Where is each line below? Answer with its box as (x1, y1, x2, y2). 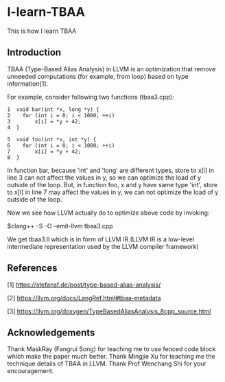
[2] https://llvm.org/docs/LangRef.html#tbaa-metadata (7, 294, 161, 302)
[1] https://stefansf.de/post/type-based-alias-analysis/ (7, 280, 161, 289)
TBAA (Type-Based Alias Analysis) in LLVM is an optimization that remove (7, 64, 216, 73)
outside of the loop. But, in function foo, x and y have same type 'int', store (7, 180, 218, 189)
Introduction (7, 47, 62, 58)
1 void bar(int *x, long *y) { (7, 106, 99, 113)
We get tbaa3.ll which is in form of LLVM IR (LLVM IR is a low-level (7, 235, 194, 243)
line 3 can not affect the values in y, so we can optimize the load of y (7, 173, 201, 182)
